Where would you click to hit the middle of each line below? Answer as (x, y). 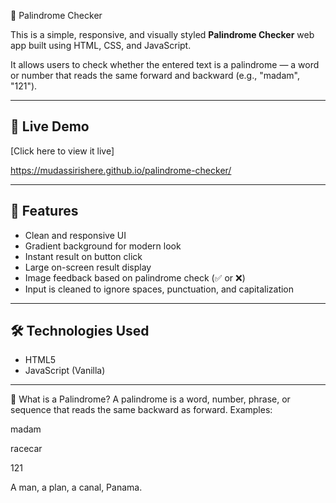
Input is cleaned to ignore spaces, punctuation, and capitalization (159, 289)
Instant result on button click (83, 256)
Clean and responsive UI (75, 235)
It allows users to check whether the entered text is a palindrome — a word (165, 64)
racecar (26, 449)
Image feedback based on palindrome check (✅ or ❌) (135, 277)
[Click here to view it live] (62, 151)
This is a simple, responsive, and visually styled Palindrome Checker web (162, 34)
